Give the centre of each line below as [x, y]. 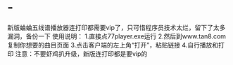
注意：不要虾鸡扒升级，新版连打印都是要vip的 [81, 53]
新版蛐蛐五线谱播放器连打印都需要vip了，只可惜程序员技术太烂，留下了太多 [116, 27]
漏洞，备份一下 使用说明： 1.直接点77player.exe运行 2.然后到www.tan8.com [117, 36]
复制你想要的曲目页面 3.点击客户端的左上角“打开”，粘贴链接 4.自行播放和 [113, 45]
